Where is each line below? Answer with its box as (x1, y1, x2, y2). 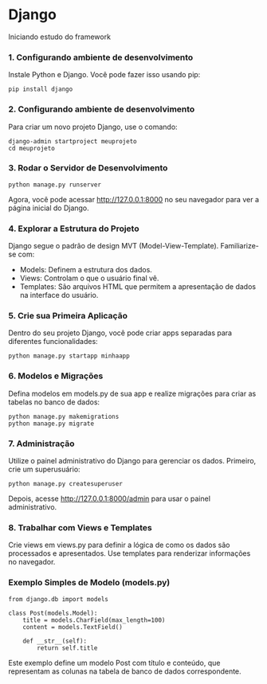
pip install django (8, 85, 73, 93)
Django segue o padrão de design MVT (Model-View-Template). (8, 241, 219, 251)
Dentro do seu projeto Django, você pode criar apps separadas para (8, 328, 233, 338)
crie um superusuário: (8, 464, 81, 475)
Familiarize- (220, 241, 259, 251)
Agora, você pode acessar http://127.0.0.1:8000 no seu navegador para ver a (8, 194, 259, 204)
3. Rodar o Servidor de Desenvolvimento (8, 162, 168, 174)
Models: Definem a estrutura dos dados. (19, 265, 153, 275)
